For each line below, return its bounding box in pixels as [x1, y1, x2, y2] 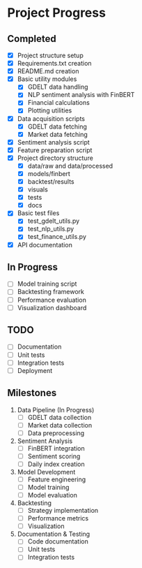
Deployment [17, 366, 53, 374]
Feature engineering [27, 475, 86, 483]
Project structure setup [17, 51, 84, 59]
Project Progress [7, 5, 106, 21]
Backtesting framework [17, 288, 85, 296]
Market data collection [27, 421, 93, 429]
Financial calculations [27, 99, 90, 107]
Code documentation [27, 537, 88, 546]
